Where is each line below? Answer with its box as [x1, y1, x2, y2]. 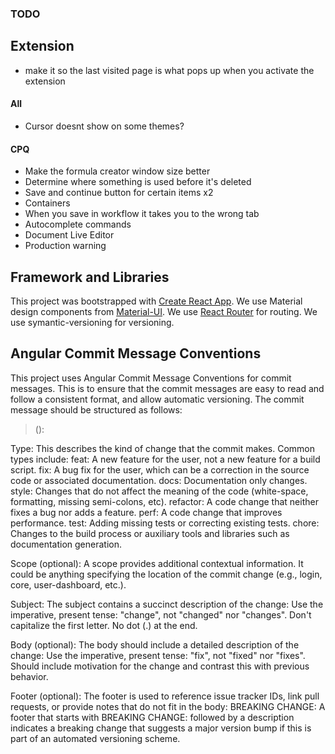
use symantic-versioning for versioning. [10, 316, 175, 328]
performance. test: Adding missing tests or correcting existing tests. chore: [10, 517, 320, 529]
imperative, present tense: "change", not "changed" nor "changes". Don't [10, 608, 312, 621]
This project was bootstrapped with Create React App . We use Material [10, 295, 303, 307]
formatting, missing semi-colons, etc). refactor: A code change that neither [10, 495, 319, 507]
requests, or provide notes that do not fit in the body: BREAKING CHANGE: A [10, 700, 326, 712]
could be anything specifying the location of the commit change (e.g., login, [10, 568, 323, 580]
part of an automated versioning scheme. [10, 732, 181, 744]
